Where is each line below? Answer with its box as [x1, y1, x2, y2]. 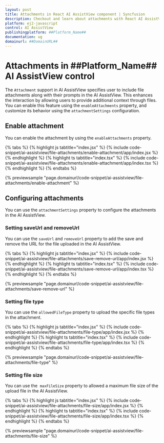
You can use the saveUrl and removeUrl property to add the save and [5, 236, 143, 242]
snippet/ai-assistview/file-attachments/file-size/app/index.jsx [5, 403, 129, 409]
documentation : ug [5, 35, 42, 40]
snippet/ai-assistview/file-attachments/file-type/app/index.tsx [5, 339, 130, 345]
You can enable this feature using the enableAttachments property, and [5, 102, 147, 108]
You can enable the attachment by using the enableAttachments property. [5, 135, 152, 141]
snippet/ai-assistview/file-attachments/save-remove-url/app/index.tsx [5, 266, 147, 272]
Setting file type [5, 298, 44, 305]
